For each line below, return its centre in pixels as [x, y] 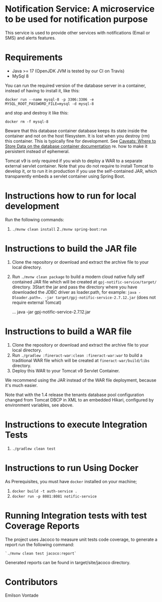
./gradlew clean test [34, 449]
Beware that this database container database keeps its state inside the [76, 131]
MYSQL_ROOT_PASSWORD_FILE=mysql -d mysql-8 [50, 104]
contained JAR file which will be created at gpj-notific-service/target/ [84, 282]
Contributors [31, 582]
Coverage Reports [42, 526]
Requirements [34, 58]
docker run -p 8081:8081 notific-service [54, 496]
